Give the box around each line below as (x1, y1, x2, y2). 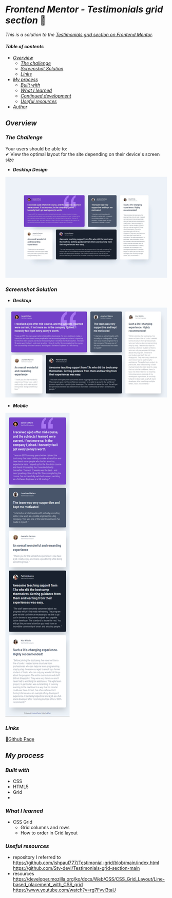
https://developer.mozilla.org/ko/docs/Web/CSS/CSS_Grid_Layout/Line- (12, 876, 165, 882)
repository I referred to (12, 854, 61, 861)
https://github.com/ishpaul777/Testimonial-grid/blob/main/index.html (12, 860, 159, 866)
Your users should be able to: (5, 145, 68, 152)
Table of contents (5, 43, 44, 49)
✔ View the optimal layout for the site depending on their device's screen (5, 151, 160, 157)
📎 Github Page (5, 736, 35, 743)
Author (12, 104, 28, 110)
